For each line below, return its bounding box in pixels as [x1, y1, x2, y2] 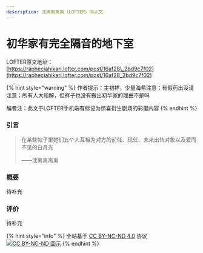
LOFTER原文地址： [6, 58, 53, 66]
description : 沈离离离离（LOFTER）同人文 [6, 8, 103, 15]
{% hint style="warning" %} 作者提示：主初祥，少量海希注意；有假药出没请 [6, 84, 195, 91]
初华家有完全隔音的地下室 [6, 37, 135, 50]
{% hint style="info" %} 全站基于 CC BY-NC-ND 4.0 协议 [6, 232, 147, 240]
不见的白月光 [21, 143, 53, 150]
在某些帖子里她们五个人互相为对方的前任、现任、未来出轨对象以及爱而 [21, 136, 197, 143]
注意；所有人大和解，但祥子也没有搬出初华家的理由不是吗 [6, 92, 150, 99]
